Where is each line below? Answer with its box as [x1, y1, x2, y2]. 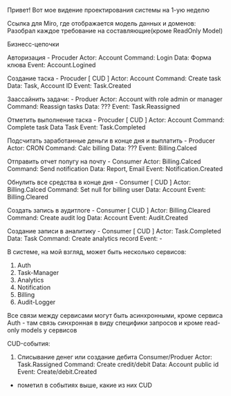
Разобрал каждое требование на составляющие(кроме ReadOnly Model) [7, 27, 223, 35]
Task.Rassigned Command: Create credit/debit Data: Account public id [17, 360, 219, 368]
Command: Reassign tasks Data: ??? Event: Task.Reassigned [7, 102, 181, 110]
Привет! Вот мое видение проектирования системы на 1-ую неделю [7, 6, 210, 14]
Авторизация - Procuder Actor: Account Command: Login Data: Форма [7, 53, 212, 62]
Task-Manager [17, 269, 59, 276]
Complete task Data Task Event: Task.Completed [7, 123, 146, 131]
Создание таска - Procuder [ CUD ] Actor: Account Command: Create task [7, 74, 221, 82]
